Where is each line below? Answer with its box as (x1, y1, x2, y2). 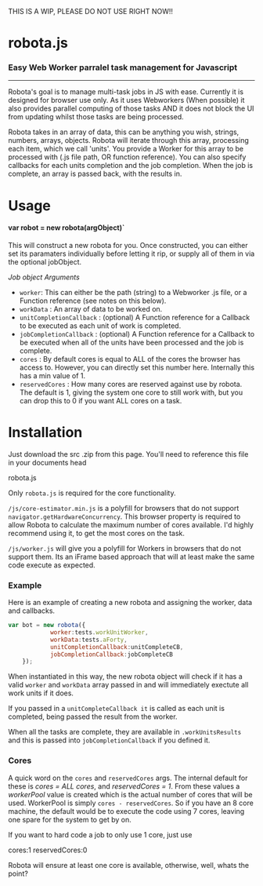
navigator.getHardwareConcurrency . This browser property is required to (8, 512, 241, 521)
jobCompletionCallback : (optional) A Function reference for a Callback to (19, 329, 255, 338)
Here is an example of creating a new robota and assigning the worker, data (8, 598, 253, 607)
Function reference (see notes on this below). (19, 296, 167, 305)
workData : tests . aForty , (49, 636, 128, 644)
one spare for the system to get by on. (8, 815, 131, 824)
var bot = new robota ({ (8, 622, 86, 629)
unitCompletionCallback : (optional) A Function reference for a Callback (19, 312, 250, 322)
